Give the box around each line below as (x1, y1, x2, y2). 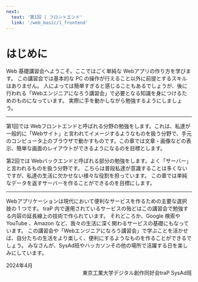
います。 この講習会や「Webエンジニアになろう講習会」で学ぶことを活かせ (6, 227, 189, 234)
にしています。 (11, 249, 47, 257)
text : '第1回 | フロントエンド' (11, 14, 83, 20)
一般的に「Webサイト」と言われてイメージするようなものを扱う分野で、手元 (6, 130, 192, 137)
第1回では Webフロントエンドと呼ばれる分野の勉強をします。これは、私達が (6, 122, 191, 130)
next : (6, 8, 19, 15)
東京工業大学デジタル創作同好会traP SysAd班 (82, 270, 192, 277)
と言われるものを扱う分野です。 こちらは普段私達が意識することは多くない (6, 165, 187, 172)
